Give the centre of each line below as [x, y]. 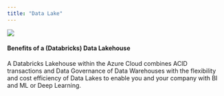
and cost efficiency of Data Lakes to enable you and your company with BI [112, 78]
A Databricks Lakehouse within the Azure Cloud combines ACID [97, 63]
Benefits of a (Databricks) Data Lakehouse [69, 48]
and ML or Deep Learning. [44, 85]
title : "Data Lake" [35, 13]
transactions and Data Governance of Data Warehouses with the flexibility [112, 71]
